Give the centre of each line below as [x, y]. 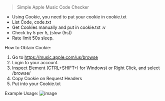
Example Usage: [21, 93]
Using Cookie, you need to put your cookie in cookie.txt [69, 17]
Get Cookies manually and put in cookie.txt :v [59, 27]
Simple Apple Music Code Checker [53, 7]
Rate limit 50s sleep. [33, 38]
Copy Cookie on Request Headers [47, 78]
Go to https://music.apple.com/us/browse [55, 57]
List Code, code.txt [31, 22]
